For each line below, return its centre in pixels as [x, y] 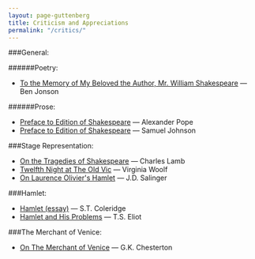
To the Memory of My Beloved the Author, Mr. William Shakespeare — [133, 83]
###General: [29, 53]
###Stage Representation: [51, 146]
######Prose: [32, 107]
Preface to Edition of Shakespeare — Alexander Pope [106, 122]
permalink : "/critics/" [47, 30]
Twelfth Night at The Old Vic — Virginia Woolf [94, 170]
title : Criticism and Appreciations [68, 23]
